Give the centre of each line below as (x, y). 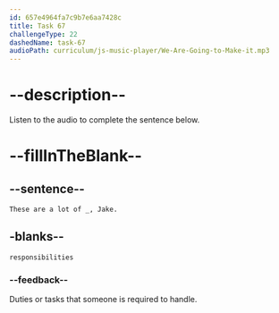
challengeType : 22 (43, 34)
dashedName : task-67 (48, 42)
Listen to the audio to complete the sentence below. (105, 120)
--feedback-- (39, 280)
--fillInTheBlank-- (76, 156)
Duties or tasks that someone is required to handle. (103, 300)
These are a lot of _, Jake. (63, 210)
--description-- (68, 95)
